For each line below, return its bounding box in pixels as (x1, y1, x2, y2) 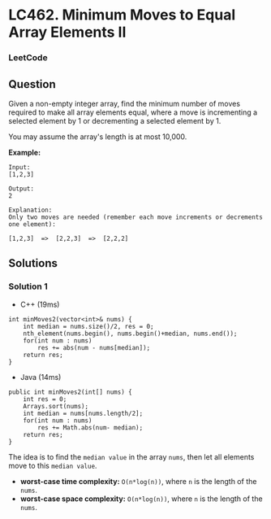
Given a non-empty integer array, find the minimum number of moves (8, 98, 241, 108)
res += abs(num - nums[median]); (37, 343, 151, 351)
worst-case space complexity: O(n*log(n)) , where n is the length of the (19, 494, 263, 504)
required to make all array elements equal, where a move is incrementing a (8, 107, 258, 117)
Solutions (8, 256, 58, 270)
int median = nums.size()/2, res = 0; (23, 322, 154, 330)
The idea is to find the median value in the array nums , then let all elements (8, 451, 255, 461)
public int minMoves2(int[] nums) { (8, 388, 132, 396)
